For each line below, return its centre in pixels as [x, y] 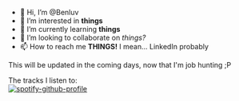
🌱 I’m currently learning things [70, 29]
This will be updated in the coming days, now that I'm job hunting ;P [120, 65]
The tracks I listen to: [43, 80]
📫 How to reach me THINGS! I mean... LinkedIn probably [114, 47]
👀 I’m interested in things [61, 21]
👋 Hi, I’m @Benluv [49, 12]
